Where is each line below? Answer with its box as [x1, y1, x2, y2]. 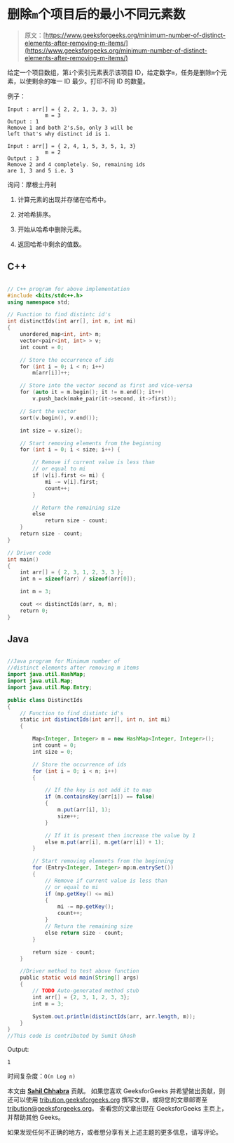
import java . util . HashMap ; [7, 671, 86, 678]
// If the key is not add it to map [44, 787, 152, 794]
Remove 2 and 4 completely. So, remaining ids [7, 161, 146, 168]
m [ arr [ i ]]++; [32, 370, 71, 377]
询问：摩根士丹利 [7, 180, 57, 189]
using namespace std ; [7, 299, 71, 306]
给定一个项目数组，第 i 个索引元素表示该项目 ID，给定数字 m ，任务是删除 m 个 [7, 68, 221, 76]
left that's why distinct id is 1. [7, 130, 111, 137]
